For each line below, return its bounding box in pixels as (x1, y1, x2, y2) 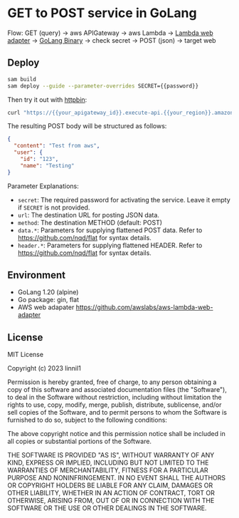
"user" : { (14, 149, 43, 156)
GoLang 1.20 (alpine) (17, 288, 79, 296)
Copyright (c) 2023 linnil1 (7, 364, 82, 373)
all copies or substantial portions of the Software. (7, 437, 152, 446)
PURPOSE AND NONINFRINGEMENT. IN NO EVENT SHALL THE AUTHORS (7, 474, 226, 482)
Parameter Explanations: (7, 182, 80, 190)
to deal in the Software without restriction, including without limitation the (7, 393, 222, 402)
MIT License (7, 351, 44, 359)
